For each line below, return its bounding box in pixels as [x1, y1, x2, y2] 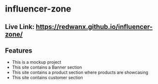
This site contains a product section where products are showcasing [12, 70, 148, 75]
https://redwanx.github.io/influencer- [36, 23, 153, 31]
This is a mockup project [12, 59, 61, 65]
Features [5, 46, 32, 55]
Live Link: [5, 23, 35, 31]
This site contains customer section [12, 75, 83, 81]
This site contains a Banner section [12, 64, 82, 70]
